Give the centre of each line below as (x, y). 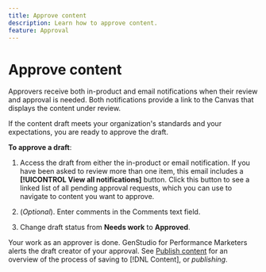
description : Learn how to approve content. (83, 23)
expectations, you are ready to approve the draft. (89, 132)
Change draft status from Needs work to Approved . (105, 228)
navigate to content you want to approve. (87, 197)
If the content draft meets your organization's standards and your (115, 124)
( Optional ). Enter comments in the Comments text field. (110, 212)
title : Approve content (48, 15)
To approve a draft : (40, 147)
